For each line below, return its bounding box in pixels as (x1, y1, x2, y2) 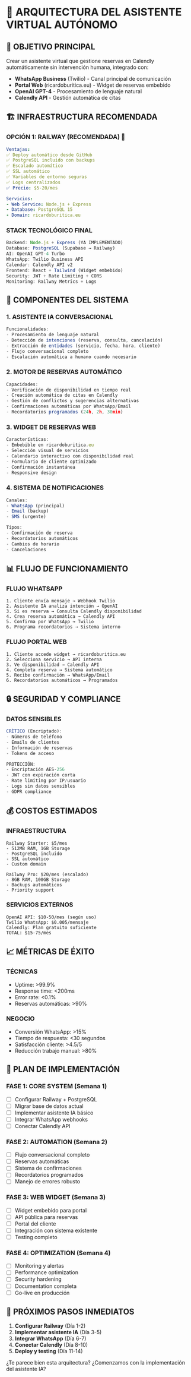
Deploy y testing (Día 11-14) (14, 1348, 83, 1355)
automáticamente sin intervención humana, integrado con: (6, 64, 149, 71)
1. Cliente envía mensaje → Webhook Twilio (6, 598, 116, 604)
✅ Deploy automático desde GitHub (6, 151, 93, 158)
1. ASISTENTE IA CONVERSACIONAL (6, 312, 113, 321)
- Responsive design (6, 469, 58, 476)
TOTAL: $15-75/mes (6, 930, 52, 936)
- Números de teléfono (6, 734, 62, 740)
